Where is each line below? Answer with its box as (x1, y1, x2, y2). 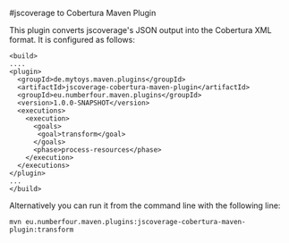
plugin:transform (9, 225, 74, 234)
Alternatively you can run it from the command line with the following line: (9, 200, 281, 211)
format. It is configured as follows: (9, 35, 136, 45)
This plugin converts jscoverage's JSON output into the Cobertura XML (9, 25, 272, 35)
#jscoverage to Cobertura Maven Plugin (9, 8, 157, 18)
